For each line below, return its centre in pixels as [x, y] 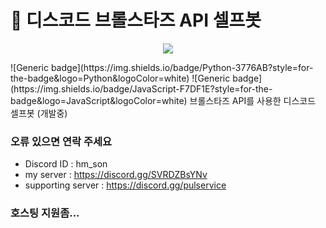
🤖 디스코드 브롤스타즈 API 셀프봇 [136, 20]
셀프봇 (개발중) [39, 113]
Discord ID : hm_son [66, 164]
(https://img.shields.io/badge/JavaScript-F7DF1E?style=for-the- [141, 88]
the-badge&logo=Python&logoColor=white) [100, 78]
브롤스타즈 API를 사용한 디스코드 [253, 100]
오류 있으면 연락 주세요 [61, 141]
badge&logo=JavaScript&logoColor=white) [99, 100]
